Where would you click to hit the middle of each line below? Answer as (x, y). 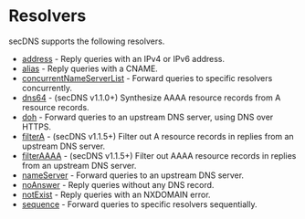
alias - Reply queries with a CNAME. (90, 68)
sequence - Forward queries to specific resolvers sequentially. (139, 204)
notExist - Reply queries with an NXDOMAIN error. (116, 194)
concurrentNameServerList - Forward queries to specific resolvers (147, 78)
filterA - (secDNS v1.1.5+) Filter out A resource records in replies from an (158, 136)
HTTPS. (37, 126)
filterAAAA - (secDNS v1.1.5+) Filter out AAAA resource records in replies (159, 155)
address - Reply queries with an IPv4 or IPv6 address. (123, 58)
